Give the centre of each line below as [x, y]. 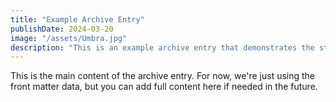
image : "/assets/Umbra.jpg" [69, 38]
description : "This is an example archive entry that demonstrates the [162, 47]
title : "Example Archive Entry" [77, 19]
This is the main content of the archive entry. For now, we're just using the [163, 76]
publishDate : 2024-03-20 [62, 29]
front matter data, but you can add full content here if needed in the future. [164, 87]
